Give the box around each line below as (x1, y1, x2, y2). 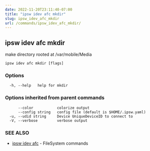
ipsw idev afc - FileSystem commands (12, 140, 89, 146)
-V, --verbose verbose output (9, 118, 88, 123)
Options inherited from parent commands (5, 94, 105, 101)
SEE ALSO (5, 129, 30, 136)
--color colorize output (17, 105, 90, 110)
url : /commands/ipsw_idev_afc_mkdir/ (5, 20, 81, 26)
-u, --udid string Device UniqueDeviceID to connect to (9, 114, 133, 119)
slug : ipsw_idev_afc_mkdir (5, 16, 60, 21)
